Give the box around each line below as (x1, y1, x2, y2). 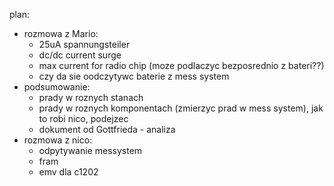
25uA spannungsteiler (38, 39, 131, 50)
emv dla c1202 (38, 166, 99, 178)
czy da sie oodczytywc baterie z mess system (38, 70, 230, 82)
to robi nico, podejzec (38, 113, 129, 124)
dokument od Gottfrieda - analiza (38, 124, 176, 135)
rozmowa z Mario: (23, 28, 99, 39)
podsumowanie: (23, 81, 91, 93)
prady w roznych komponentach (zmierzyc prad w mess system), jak (38, 102, 324, 114)
